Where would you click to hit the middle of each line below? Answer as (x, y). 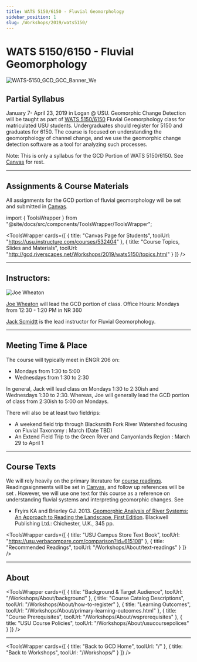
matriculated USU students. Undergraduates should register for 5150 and (94, 126)
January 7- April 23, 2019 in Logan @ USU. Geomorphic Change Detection (96, 113)
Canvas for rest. (26, 162)
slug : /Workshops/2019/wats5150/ (47, 22)
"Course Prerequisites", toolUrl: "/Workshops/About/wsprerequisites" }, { (94, 617)
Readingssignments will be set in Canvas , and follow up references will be (95, 487)
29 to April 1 (29, 443)
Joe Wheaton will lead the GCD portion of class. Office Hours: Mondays (93, 304)
